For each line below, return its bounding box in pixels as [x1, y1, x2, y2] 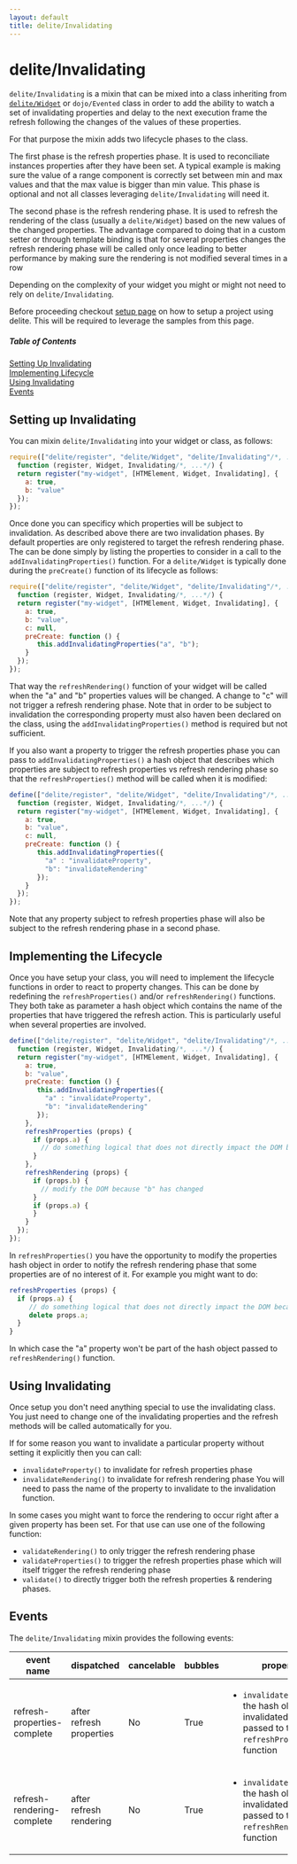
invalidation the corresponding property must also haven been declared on [9, 709, 282, 719]
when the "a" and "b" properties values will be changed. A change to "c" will [9, 690, 289, 701]
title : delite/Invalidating [9, 21, 113, 30]
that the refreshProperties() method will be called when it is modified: [9, 773, 268, 784]
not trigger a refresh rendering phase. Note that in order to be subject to [9, 699, 272, 710]
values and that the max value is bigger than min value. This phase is [9, 179, 261, 190]
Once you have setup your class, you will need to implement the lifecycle [9, 972, 275, 983]
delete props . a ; [28, 1310, 89, 1320]
